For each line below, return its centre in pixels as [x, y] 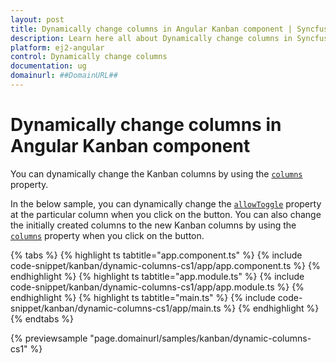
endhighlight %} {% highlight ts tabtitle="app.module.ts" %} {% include [157, 276]
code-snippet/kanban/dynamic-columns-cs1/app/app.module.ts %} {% [157, 287]
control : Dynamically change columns [89, 57]
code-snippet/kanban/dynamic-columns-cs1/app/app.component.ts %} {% [165, 265]
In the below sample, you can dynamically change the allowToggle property [166, 203]
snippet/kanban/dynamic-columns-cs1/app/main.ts [116, 308]
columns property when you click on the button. [107, 235]
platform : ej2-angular [57, 47]
